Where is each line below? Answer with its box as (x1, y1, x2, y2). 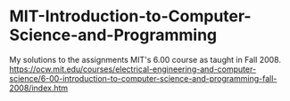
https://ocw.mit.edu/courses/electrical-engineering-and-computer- (9, 64, 257, 74)
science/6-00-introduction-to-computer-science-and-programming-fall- (9, 73, 278, 83)
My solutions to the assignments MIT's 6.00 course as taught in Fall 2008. (9, 54, 281, 65)
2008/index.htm (9, 82, 69, 93)
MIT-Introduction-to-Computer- (9, 6, 252, 27)
